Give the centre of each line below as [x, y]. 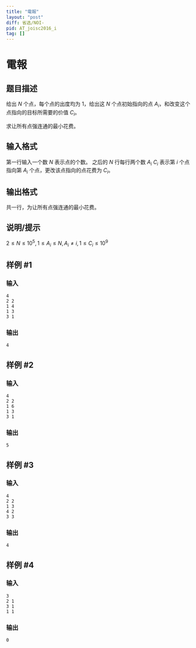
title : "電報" [23, 12]
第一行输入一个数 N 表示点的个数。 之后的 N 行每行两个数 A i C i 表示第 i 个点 [98, 162]
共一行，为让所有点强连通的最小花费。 [53, 207]
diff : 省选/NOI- [25, 23]
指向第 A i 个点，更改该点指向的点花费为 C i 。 [60, 171]
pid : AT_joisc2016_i [32, 28]
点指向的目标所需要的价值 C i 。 [43, 113]
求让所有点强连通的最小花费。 [42, 126]
